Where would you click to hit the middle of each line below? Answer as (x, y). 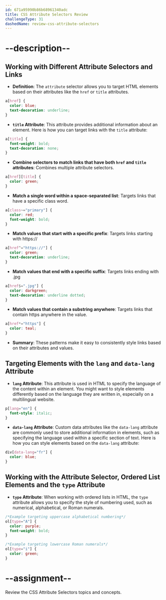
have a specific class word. (40, 201)
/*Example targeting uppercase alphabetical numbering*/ (66, 517)
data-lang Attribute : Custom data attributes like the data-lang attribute (85, 427)
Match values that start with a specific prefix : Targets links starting (83, 234)
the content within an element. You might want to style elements (78, 389)
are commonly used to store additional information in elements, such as (86, 433)
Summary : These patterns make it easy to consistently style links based (86, 343)
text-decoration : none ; (34, 148)
